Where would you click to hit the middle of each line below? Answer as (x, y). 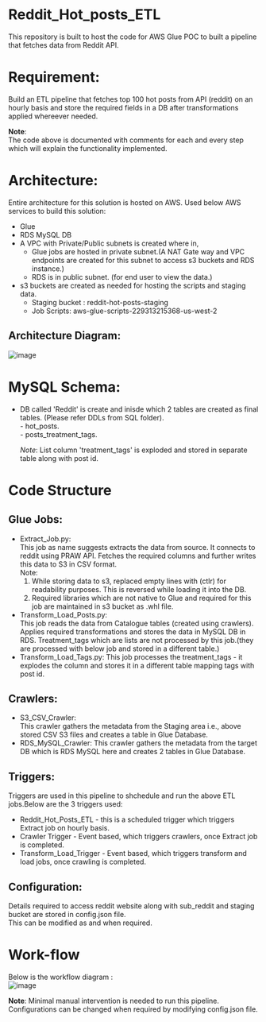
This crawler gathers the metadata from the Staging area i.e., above (130, 726)
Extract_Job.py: (45, 539)
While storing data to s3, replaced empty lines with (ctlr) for (129, 581)
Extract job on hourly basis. (64, 828)
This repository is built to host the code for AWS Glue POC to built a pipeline (133, 37)
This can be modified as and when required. (80, 923)
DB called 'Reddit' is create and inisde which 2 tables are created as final (139, 409)
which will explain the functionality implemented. (88, 148)
